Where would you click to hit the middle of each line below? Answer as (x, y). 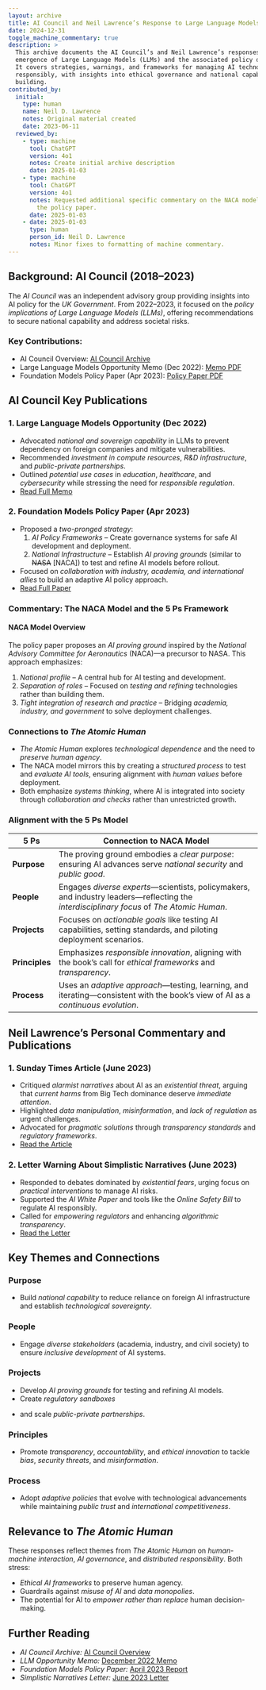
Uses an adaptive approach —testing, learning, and (153, 985)
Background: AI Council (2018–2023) (102, 277)
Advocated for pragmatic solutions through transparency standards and (137, 1127)
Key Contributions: (46, 341)
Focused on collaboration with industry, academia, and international (131, 571)
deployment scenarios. (101, 939)
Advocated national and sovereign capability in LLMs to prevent (124, 441)
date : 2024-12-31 (37, 30)
